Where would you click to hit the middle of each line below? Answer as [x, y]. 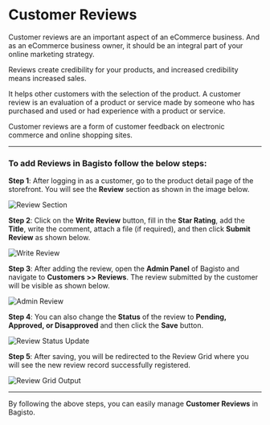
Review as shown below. [49, 238]
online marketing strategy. [51, 54]
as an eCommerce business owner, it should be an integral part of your [126, 45]
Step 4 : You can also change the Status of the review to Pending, [117, 317]
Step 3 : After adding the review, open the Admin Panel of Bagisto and [124, 269]
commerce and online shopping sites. [70, 135]
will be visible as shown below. [59, 286]
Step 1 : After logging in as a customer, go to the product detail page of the [131, 181]
